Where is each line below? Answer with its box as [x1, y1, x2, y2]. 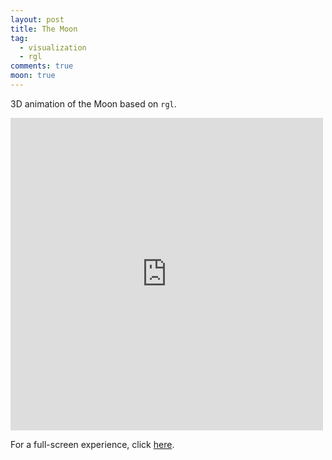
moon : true [10, 71, 56, 81]
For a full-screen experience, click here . [10, 438, 175, 450]
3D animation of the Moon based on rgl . [10, 97, 177, 110]
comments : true [10, 61, 74, 71]
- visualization [19, 42, 87, 53]
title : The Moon [10, 24, 78, 34]
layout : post [10, 14, 65, 25]
